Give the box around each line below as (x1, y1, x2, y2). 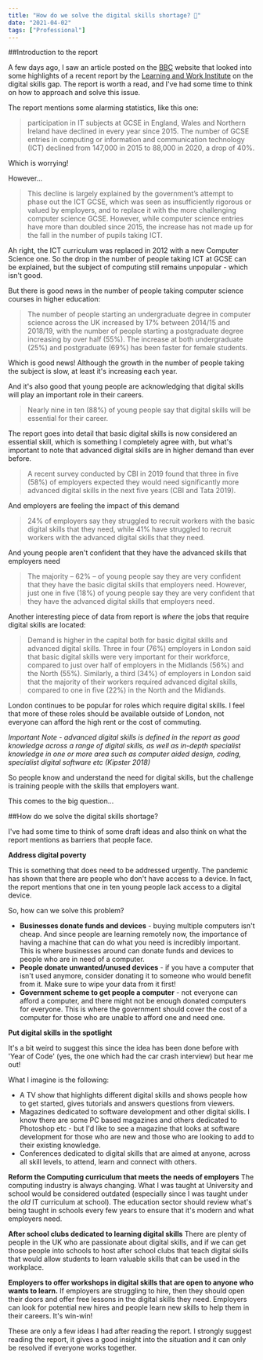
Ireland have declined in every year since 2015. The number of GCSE (27, 126, 250, 136)
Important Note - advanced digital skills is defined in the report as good (8, 733, 240, 742)
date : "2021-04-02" (8, 19, 72, 27)
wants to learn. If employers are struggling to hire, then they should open (8, 1286, 245, 1296)
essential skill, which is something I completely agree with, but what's (8, 437, 232, 447)
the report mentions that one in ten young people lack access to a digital (8, 883, 242, 892)
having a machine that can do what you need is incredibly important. (19, 938, 241, 947)
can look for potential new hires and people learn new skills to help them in (8, 1303, 250, 1312)
